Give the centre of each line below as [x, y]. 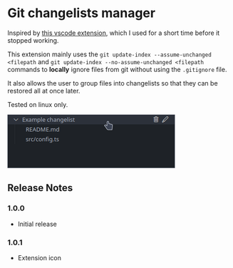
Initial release [37, 224]
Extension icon [40, 257]
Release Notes [40, 188]
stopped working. [33, 40]
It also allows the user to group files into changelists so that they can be [113, 83]
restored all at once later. [44, 91]
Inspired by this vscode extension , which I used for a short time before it [114, 33]
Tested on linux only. [38, 104]
